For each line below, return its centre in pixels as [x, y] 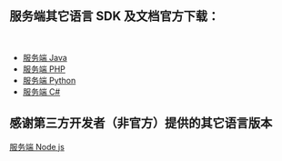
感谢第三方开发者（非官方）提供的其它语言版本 [141, 123]
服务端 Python [49, 80]
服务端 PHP [44, 69]
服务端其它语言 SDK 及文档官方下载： [115, 16]
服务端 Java [45, 57]
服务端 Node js [37, 146]
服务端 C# [41, 91]
